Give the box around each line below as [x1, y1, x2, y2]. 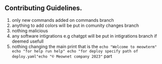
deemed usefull [11, 38, 44, 44]
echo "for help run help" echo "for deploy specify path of [11, 49, 138, 54]
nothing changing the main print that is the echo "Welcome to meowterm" [11, 43, 157, 49]
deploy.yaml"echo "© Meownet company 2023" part [11, 53, 112, 59]
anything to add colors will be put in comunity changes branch [11, 22, 139, 28]
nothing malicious [11, 27, 48, 34]
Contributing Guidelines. [4, 4, 82, 12]
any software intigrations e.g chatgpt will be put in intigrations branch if [11, 33, 157, 39]
